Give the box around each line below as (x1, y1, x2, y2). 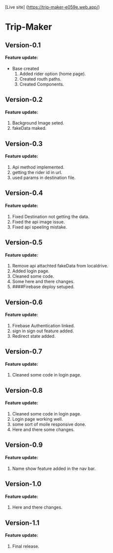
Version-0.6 (5, 298, 43, 306)
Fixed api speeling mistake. (12, 224, 68, 230)
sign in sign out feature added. (12, 328, 74, 334)
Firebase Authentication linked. (12, 322, 75, 328)
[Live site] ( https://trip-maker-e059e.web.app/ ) (5, 4, 100, 10)
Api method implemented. (12, 164, 65, 170)
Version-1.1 (5, 519, 40, 527)
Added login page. (12, 268, 50, 274)
